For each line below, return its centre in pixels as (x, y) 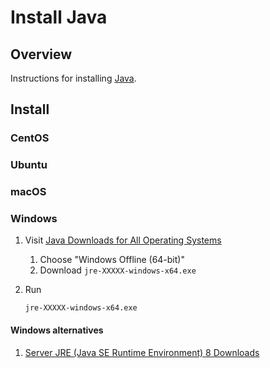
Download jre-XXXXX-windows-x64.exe (118, 270)
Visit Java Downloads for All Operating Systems (123, 240)
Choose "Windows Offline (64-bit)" (112, 260)
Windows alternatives (57, 330)
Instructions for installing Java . (73, 78)
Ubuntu (29, 165)
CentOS (30, 138)
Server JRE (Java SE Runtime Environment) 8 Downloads (142, 352)
